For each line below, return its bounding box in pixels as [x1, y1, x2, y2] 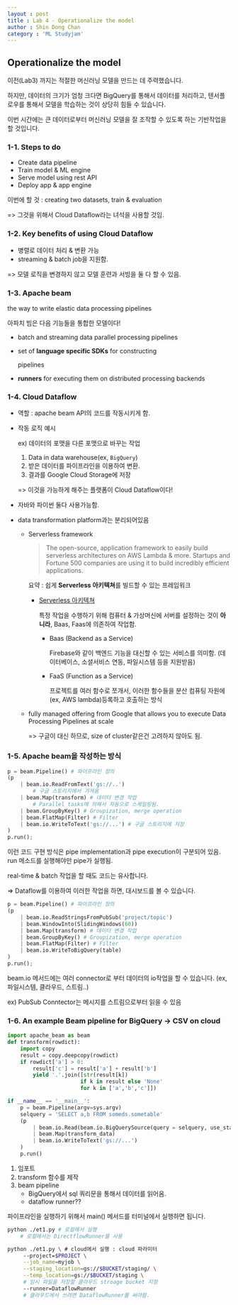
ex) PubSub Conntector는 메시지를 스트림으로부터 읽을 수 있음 [7, 998, 182, 1006]
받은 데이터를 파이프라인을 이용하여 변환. [28, 462, 140, 470]
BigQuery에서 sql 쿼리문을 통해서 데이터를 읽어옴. [28, 1189, 166, 1198]
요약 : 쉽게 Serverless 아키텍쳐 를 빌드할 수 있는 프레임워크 [28, 581, 191, 590]
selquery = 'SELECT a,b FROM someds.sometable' [20, 1111, 163, 1118]
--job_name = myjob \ [23, 1259, 81, 1266]
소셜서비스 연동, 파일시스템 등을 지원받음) [81, 658, 196, 666]
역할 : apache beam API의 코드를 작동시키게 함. [17, 409, 151, 417]
